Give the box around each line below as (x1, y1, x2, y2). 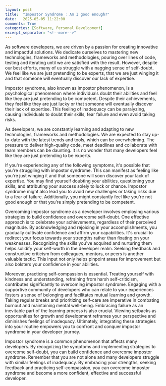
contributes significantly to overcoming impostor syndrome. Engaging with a (5, 281, 161, 287)
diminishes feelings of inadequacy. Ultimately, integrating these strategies (5, 318, 156, 324)
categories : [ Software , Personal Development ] (5, 26, 103, 31)
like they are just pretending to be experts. (5, 153, 92, 159)
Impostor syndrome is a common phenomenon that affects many (5, 338, 137, 344)
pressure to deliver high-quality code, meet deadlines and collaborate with (5, 142, 158, 148)
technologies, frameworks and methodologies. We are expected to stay (5, 132, 151, 137)
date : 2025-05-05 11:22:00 (5, 16, 65, 21)
